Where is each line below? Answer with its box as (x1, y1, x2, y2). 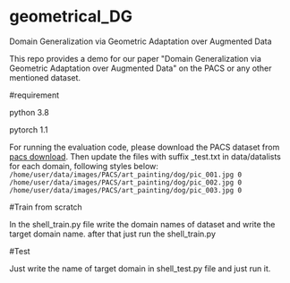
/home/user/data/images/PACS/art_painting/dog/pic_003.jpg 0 (9, 185, 243, 194)
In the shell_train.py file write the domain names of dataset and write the (9, 219, 276, 229)
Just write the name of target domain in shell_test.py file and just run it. (9, 262, 271, 274)
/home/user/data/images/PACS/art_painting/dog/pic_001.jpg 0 (9, 170, 243, 179)
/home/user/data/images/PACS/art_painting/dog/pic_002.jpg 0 (9, 177, 243, 187)
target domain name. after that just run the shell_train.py (9, 228, 217, 239)
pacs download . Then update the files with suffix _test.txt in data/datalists (9, 150, 282, 162)
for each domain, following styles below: (9, 160, 159, 171)
